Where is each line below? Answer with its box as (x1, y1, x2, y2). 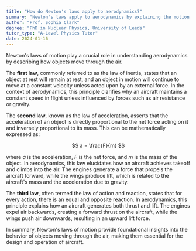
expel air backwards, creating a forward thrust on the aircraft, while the (6, 209, 177, 215)
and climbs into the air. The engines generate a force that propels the (6, 166, 173, 173)
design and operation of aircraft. (6, 239, 84, 245)
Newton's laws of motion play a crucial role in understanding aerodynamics (6, 52, 188, 59)
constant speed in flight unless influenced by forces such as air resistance (6, 94, 185, 101)
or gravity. (6, 101, 31, 107)
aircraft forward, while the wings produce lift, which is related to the (6, 172, 170, 179)
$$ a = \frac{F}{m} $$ (71, 142, 125, 149)
